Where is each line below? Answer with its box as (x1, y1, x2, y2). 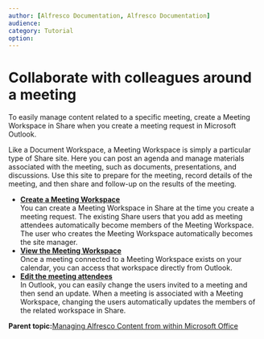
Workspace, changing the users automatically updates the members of (19, 297, 256, 307)
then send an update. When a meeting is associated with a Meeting (19, 288, 244, 298)
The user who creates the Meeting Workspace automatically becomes (19, 229, 254, 239)
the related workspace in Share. (19, 306, 126, 316)
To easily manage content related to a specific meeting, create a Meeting (8, 112, 251, 122)
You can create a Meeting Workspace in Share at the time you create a (19, 203, 255, 213)
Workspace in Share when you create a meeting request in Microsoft (8, 121, 237, 131)
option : (8, 34, 35, 43)
